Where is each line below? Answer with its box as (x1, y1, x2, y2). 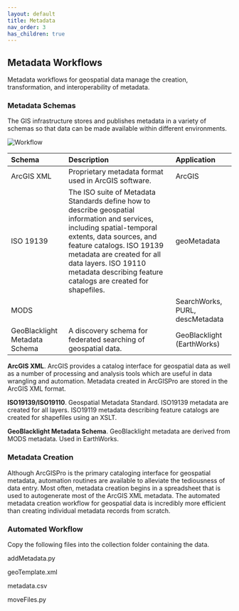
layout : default (7, 10, 55, 18)
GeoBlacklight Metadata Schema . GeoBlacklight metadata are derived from (7, 427, 230, 436)
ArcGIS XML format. (7, 384, 66, 393)
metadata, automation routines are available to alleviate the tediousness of (7, 476, 225, 485)
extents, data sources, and (68, 232, 157, 242)
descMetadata (175, 314, 224, 324)
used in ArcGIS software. (68, 175, 152, 185)
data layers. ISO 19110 (68, 259, 147, 269)
